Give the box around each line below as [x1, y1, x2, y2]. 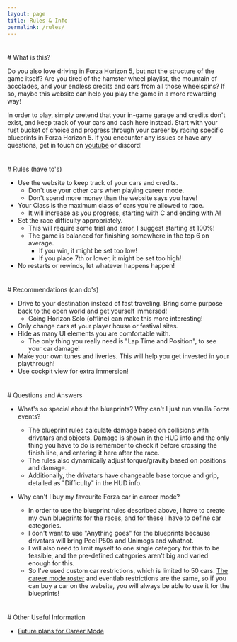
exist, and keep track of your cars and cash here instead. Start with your [7, 118, 218, 127]
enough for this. [28, 559, 75, 568]
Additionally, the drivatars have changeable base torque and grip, [28, 471, 219, 480]
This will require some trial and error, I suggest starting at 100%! [28, 224, 215, 233]
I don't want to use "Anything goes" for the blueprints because [28, 529, 211, 538]
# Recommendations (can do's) [7, 285, 99, 294]
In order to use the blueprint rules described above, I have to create [28, 507, 225, 515]
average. [28, 239, 54, 248]
